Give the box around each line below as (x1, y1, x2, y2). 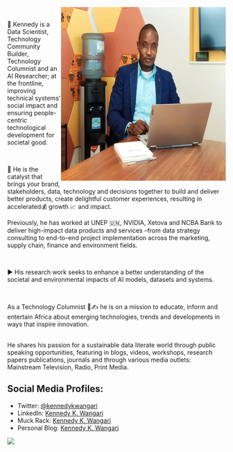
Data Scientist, (7, 28, 49, 35)
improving (7, 87, 36, 94)
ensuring (7, 109, 33, 117)
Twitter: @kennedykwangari (17, 401, 98, 410)
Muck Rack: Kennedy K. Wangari (17, 416, 111, 424)
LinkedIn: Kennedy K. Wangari (17, 409, 104, 417)
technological (7, 124, 46, 131)
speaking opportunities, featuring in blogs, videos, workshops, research (7, 349, 213, 356)
